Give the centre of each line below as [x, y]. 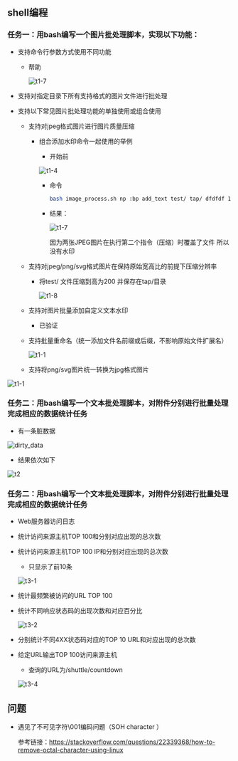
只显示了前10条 [50, 567]
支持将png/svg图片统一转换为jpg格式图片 [88, 369]
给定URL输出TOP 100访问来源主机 [67, 655]
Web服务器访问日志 [46, 521]
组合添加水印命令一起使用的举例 [86, 141]
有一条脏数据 [36, 431]
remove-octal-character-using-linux [70, 750]
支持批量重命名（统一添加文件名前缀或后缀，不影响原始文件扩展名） [128, 340]
